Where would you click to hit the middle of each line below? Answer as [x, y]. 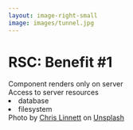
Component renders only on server [66, 84]
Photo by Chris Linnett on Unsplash [66, 118]
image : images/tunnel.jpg [51, 23]
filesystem [35, 109]
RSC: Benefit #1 [61, 62]
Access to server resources [54, 93]
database [34, 101]
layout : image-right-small [53, 15]
